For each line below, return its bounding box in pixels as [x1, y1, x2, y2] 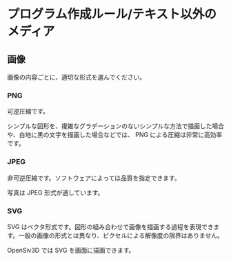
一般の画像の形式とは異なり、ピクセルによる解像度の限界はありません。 [18, 231, 224, 240]
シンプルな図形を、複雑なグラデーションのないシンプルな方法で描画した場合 [7, 122, 224, 130]
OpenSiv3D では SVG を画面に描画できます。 [7, 246, 135, 254]
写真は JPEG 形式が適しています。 [7, 188, 104, 197]
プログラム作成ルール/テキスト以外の [7, 6, 217, 22]
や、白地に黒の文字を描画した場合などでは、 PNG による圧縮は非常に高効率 [7, 131, 223, 139]
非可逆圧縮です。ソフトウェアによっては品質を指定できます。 [7, 174, 181, 182]
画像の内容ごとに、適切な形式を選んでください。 [7, 73, 146, 81]
